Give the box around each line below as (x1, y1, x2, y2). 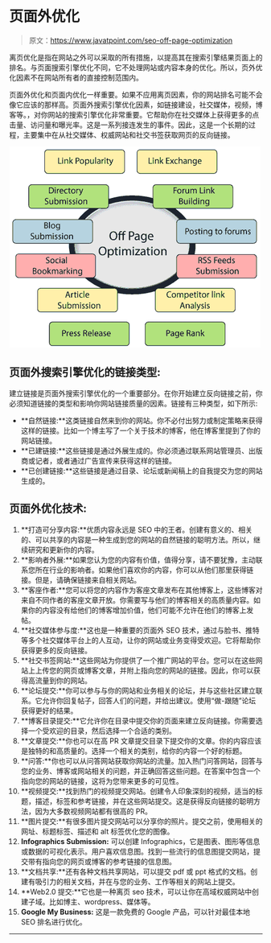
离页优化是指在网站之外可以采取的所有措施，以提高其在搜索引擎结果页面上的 (9, 52, 263, 62)
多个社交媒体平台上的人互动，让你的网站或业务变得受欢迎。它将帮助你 (27, 635, 261, 644)
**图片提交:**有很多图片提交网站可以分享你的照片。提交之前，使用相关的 (20, 816, 263, 826)
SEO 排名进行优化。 (20, 916, 87, 926)
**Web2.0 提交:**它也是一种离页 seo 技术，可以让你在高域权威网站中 (20, 887, 253, 896)
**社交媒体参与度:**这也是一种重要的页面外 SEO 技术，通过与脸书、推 (20, 625, 253, 635)
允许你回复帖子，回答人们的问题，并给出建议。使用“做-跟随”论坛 (42, 695, 257, 705)
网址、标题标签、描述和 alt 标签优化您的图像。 (20, 826, 175, 836)
